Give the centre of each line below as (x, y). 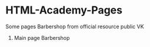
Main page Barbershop (42, 38)
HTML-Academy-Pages (64, 10)
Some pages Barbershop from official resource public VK (75, 26)
